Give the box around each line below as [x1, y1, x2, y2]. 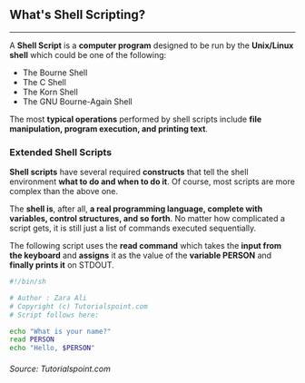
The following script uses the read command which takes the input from [9, 241, 282, 251]
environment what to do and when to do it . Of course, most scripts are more [9, 176, 295, 187]
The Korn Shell [22, 86, 79, 97]
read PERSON [9, 335, 54, 344]
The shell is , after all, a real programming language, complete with [9, 203, 263, 214]
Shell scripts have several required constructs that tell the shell [9, 167, 249, 178]
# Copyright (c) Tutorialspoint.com [9, 301, 148, 311]
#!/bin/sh [9, 277, 47, 287]
